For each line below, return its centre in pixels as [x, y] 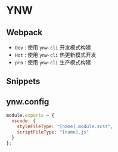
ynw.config [28, 102]
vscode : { [24, 121]
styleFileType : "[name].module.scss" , [65, 126]
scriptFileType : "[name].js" [53, 132]
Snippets [23, 81]
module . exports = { [30, 116]
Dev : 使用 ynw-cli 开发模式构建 [53, 47]
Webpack [24, 32]
